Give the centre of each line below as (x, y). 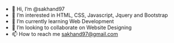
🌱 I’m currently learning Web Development (63, 21)
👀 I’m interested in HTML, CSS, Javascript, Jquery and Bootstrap (90, 15)
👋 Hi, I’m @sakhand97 (38, 9)
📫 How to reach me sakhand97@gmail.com (65, 34)
